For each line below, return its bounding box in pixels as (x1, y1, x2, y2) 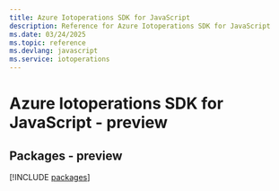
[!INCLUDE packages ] (9, 172, 91, 182)
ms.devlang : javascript (9, 47, 99, 56)
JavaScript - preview (9, 113, 169, 133)
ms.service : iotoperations (9, 55, 110, 64)
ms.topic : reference (9, 38, 87, 48)
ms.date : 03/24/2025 (9, 30, 87, 39)
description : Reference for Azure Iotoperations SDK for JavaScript (9, 22, 271, 30)
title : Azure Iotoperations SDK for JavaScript (9, 13, 191, 22)
